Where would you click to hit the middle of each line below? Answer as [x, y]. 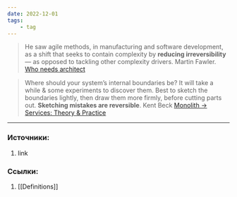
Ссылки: [23, 171]
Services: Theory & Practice [65, 113]
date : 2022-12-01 [33, 14]
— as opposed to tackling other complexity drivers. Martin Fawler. [120, 62]
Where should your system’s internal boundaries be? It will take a [119, 83]
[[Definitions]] [38, 186]
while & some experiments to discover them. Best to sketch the [116, 90]
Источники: [29, 138]
